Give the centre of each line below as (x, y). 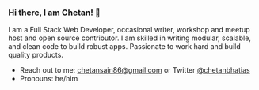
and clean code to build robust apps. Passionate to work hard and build (124, 47)
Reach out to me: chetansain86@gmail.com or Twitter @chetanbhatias (135, 70)
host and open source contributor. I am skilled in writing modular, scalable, (130, 38)
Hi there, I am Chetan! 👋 (55, 13)
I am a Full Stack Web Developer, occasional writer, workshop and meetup (129, 30)
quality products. (36, 55)
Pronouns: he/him (49, 79)
